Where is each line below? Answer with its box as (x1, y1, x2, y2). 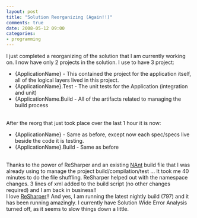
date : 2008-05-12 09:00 (6, 25, 65, 31)
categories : (6, 31, 36, 37)
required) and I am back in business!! (6, 187, 97, 193)
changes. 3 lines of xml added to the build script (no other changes (6, 180, 171, 187)
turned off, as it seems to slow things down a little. (6, 206, 129, 212)
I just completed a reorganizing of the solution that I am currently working (6, 53, 186, 59)
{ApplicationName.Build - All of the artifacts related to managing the (14, 95, 182, 102)
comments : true (6, 20, 44, 25)
